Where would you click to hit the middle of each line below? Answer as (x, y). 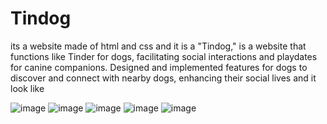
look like (27, 88)
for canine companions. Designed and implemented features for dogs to (159, 67)
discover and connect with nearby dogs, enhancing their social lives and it (163, 78)
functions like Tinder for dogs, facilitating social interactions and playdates (164, 56)
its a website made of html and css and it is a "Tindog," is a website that (158, 46)
